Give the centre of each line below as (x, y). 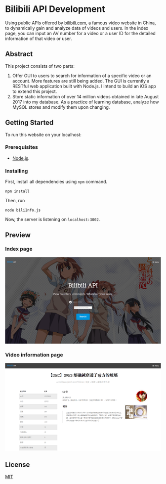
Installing (17, 171)
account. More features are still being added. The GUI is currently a (81, 81)
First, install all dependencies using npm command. (56, 182)
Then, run (15, 201)
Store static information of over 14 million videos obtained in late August (85, 96)
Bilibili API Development (55, 9)
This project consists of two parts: (40, 66)
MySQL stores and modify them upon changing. (61, 107)
